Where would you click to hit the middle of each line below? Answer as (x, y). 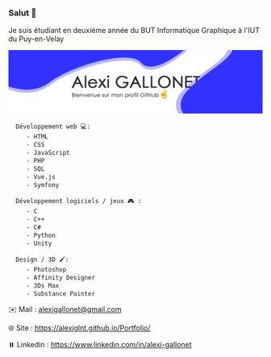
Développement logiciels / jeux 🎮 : (79, 201)
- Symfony (43, 185)
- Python (41, 236)
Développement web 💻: (53, 127)
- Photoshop (46, 270)
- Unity (39, 244)
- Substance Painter (60, 294)
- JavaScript (48, 153)
